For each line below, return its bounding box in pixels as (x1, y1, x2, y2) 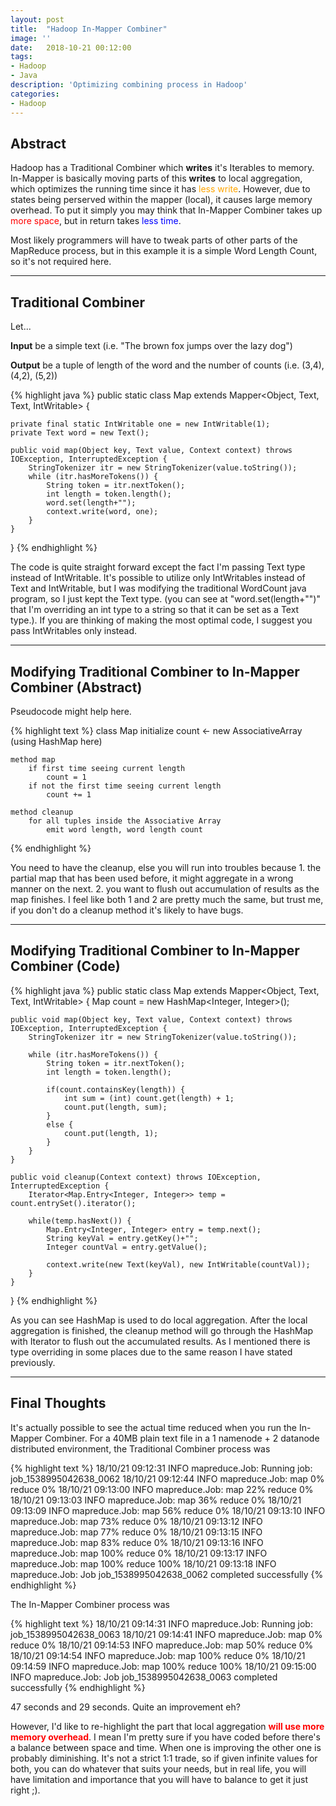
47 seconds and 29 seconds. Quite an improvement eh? (10, 1701, 241, 1713)
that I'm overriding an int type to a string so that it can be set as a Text (10, 604, 300, 616)
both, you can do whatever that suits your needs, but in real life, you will (10, 1762, 307, 1775)
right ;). (10, 1784, 41, 1796)
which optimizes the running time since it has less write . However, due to (10, 183, 311, 195)
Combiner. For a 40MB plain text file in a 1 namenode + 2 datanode (44, 1432, 320, 1444)
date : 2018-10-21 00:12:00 (10, 42, 132, 53)
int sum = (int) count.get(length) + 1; (63, 1093, 235, 1103)
